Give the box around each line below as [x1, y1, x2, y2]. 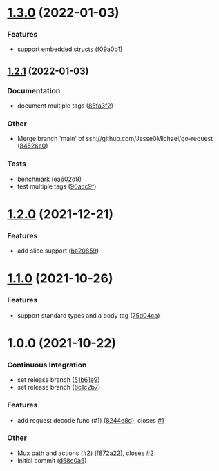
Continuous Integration [7, 360, 87, 369]
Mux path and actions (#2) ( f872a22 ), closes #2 [17, 449, 154, 457]
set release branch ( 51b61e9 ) [17, 376, 100, 384]
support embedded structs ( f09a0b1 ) [17, 45, 123, 53]
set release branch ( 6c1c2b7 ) [17, 383, 101, 392]
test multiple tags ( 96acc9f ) [17, 182, 97, 191]
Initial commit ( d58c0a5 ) [17, 456, 87, 464]
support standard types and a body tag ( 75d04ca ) [17, 311, 160, 319]
